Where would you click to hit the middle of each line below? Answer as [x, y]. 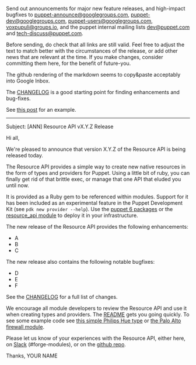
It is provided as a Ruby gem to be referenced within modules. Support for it [97, 197]
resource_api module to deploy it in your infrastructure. [72, 215]
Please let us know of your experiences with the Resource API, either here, [96, 338]
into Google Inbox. [28, 81]
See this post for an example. [41, 110]
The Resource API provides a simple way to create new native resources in [96, 167]
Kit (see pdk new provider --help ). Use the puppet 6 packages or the [90, 209]
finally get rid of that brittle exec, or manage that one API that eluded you [94, 179]
